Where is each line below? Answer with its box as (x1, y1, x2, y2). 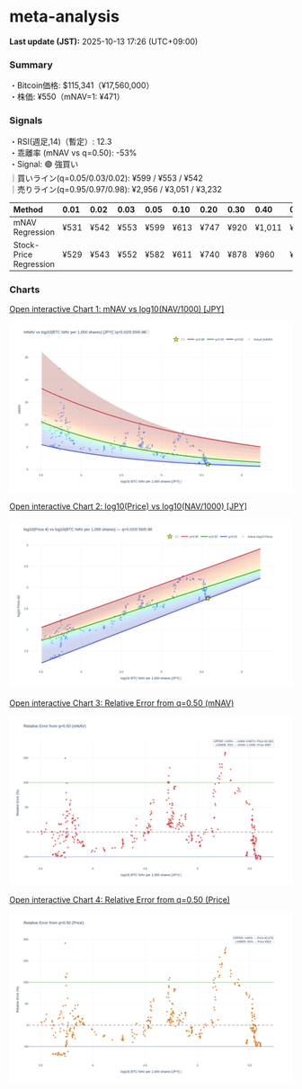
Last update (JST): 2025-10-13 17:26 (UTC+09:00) (9, 36, 199, 47)
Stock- (13, 239, 40, 250)
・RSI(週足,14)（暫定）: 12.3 (9, 136, 112, 147)
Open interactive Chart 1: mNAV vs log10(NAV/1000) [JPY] (9, 304, 225, 315)
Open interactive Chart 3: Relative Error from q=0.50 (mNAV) (9, 697, 235, 708)
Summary (9, 58, 54, 71)
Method (13, 204, 43, 215)
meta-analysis (9, 6, 120, 27)
